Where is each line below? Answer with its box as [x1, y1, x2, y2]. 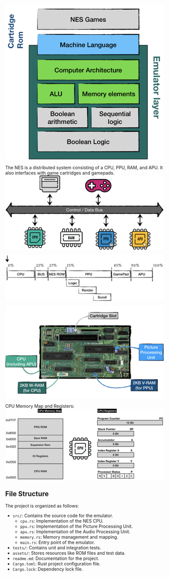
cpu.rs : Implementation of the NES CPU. [20, 518, 104, 524]
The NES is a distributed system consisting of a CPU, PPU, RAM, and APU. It [5, 165, 163, 171]
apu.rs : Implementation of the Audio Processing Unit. [20, 529, 131, 535]
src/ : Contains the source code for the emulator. [12, 513, 113, 519]
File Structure [5, 489, 49, 498]
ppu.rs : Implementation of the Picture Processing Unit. [20, 523, 133, 530]
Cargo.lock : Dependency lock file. [12, 566, 83, 572]
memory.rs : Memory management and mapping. [20, 534, 119, 540]
